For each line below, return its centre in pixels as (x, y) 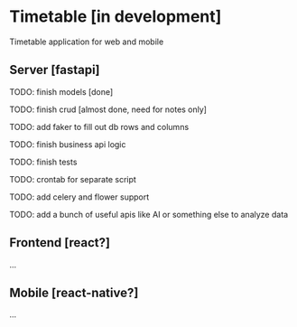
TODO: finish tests (43, 162)
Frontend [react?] (60, 243)
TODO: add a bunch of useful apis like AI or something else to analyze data (149, 214)
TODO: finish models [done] (61, 91)
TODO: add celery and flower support (79, 197)
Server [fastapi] (55, 70)
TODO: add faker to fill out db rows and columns (99, 126)
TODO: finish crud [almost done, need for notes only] (108, 109)
